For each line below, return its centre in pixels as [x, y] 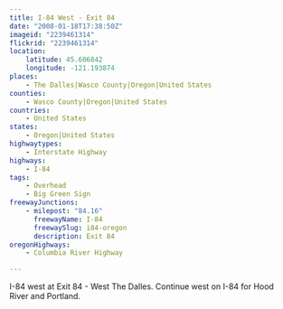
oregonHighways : [40, 245]
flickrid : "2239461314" [54, 43]
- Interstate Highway [66, 152]
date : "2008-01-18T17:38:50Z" [66, 26]
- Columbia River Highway [75, 253]
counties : [28, 93]
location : [28, 51]
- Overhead [46, 186]
